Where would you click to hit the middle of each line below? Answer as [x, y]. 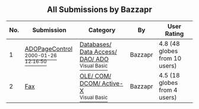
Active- [113, 83]
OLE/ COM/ [95, 76]
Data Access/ [98, 51]
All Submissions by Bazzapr [99, 10]
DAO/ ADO [94, 59]
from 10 [170, 58]
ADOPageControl [49, 48]
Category [102, 30]
